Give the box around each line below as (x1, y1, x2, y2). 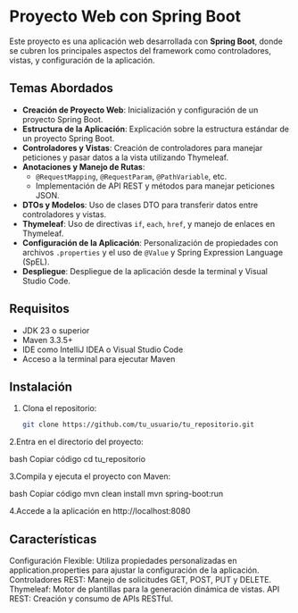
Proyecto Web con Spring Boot (9, 6, 242, 27)
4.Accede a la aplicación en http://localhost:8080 (9, 506, 191, 516)
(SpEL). (21, 256, 50, 267)
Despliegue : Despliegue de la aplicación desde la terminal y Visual (21, 265, 268, 276)
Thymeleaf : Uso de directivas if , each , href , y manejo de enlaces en (21, 218, 275, 229)
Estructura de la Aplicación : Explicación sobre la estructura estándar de (21, 123, 290, 134)
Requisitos (9, 301, 70, 316)
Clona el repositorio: (21, 403, 97, 414)
